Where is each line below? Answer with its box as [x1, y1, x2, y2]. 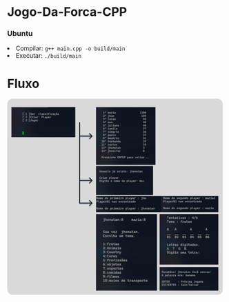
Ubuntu [7, 29, 33, 39]
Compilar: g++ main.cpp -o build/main [16, 44, 126, 52]
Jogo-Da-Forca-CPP [7, 4, 128, 20]
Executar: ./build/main [16, 52, 81, 60]
